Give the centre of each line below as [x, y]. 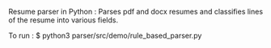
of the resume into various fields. [64, 20]
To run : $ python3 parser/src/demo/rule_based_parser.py [105, 36]
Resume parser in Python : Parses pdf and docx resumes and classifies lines [136, 12]
